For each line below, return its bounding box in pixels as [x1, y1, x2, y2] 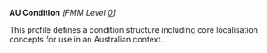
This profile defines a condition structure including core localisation [9, 25, 258, 34]
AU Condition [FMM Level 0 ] [9, 8, 116, 18]
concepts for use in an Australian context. [9, 34, 164, 44]
